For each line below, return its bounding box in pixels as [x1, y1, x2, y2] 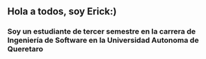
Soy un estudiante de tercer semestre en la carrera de [7, 27, 196, 37]
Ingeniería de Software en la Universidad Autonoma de [7, 35, 200, 45]
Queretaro [7, 44, 44, 54]
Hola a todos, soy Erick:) [7, 6, 117, 18]
